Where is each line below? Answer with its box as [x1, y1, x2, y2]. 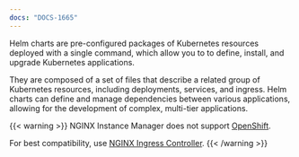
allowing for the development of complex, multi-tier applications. [9, 102, 249, 113]
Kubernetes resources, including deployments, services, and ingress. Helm [9, 83, 287, 94]
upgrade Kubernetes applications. [9, 57, 135, 67]
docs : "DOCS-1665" [9, 13, 78, 22]
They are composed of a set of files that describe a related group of [9, 74, 260, 85]
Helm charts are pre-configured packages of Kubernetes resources [9, 38, 259, 48]
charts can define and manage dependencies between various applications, [9, 93, 291, 104]
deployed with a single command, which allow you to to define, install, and [9, 47, 285, 58]
